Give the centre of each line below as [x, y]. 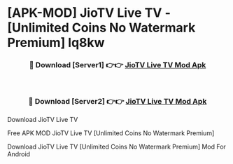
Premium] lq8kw [56, 43]
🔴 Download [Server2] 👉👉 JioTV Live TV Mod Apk [118, 102]
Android [19, 154]
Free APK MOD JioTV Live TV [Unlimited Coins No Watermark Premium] [111, 133]
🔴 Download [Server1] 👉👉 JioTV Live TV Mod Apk [118, 65]
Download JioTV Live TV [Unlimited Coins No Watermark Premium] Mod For [116, 146]
